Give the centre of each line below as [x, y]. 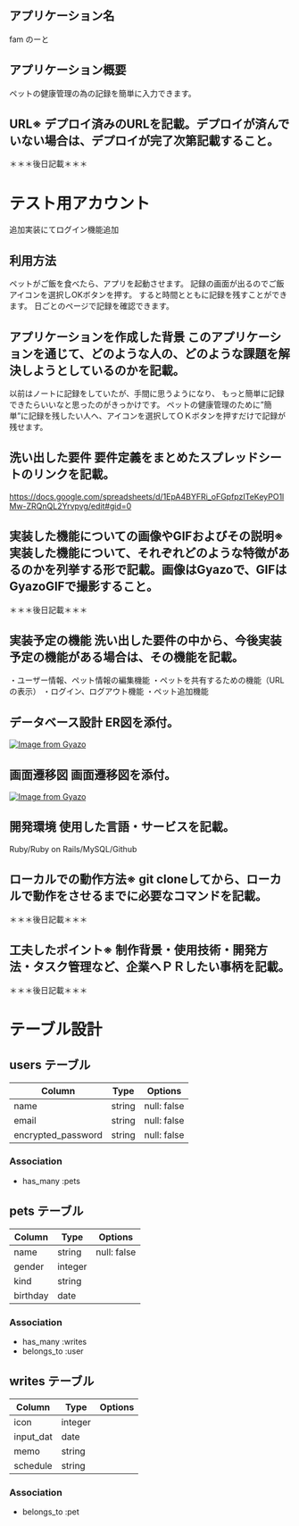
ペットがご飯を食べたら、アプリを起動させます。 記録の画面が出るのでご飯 [147, 284]
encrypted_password [58, 1134]
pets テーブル [46, 1211]
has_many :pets [51, 1181]
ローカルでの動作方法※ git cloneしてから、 [128, 879]
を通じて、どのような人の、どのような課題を [155, 354]
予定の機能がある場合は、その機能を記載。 [126, 657]
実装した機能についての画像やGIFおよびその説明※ [146, 537]
